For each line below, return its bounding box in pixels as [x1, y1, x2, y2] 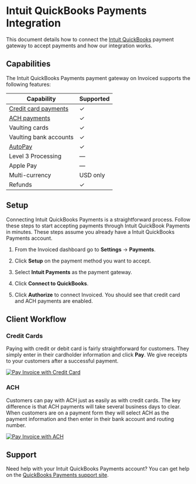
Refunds [9, 180, 32, 188]
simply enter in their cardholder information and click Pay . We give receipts [6, 351, 188, 358]
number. [6, 421, 26, 428]
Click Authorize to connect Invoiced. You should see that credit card [14, 291, 180, 298]
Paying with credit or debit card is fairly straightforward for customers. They [6, 345, 190, 352]
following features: [6, 81, 51, 88]
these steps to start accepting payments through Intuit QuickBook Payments [6, 222, 190, 229]
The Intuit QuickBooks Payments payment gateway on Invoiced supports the [6, 74, 191, 81]
